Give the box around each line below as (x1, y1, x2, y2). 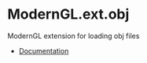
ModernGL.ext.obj (7, 5, 130, 23)
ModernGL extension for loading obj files (7, 31, 140, 40)
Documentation (18, 46, 69, 55)
